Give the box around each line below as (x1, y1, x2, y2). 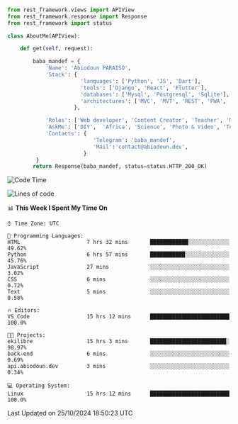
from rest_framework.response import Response (7, 13, 147, 20)
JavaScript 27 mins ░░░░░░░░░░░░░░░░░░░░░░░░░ (7, 264, 230, 271)
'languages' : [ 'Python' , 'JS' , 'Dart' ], (80, 77, 201, 84)
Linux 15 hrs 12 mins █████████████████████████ (7, 390, 230, 398)
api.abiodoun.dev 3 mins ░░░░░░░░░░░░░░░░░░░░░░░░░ (7, 363, 230, 370)
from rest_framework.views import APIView (7, 6, 135, 13)
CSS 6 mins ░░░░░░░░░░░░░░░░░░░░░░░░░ (7, 276, 230, 283)
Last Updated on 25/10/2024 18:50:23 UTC (7, 409, 133, 418)
